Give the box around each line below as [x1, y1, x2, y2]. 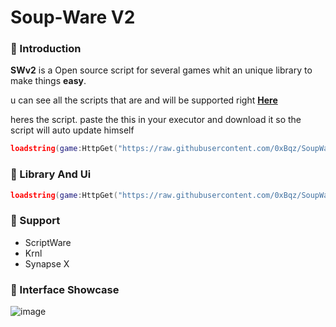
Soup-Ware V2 [10, 6, 136, 29]
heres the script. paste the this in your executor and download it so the [10, 114, 302, 126]
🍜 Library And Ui [10, 167, 92, 181]
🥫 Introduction [10, 42, 82, 56]
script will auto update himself [10, 124, 135, 136]
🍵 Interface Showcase [10, 282, 120, 296]
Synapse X [24, 257, 70, 270]
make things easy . [10, 75, 87, 87]
